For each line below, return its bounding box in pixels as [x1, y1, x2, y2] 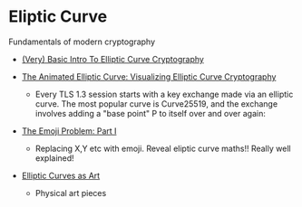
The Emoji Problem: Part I [21, 125, 117, 136]
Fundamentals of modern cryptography [8, 36, 156, 47]
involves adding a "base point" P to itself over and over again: [34, 108, 267, 118]
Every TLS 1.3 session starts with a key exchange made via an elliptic [34, 89, 294, 99]
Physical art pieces [34, 187, 107, 198]
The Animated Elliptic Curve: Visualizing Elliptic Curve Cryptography [21, 71, 277, 82]
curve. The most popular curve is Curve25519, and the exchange [34, 98, 278, 109]
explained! [34, 152, 74, 164]
